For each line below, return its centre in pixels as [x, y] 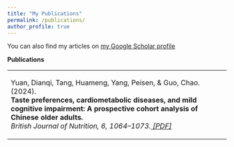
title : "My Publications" [45, 14]
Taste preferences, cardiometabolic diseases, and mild [104, 100]
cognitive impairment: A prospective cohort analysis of [104, 109]
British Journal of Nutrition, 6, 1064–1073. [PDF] [91, 126]
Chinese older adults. [47, 117]
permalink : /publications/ [46, 20]
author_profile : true [39, 26]
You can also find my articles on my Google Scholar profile [91, 46]
